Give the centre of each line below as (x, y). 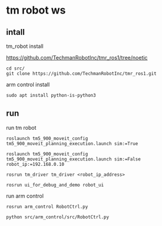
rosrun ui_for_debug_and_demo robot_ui (55, 185)
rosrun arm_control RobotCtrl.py (47, 207)
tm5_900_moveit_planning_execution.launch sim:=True (72, 143)
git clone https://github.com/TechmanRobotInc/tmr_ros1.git (82, 74)
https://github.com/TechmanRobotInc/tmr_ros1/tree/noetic (77, 58)
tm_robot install (25, 46)
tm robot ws (36, 10)
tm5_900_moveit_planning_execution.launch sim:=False (74, 159)
